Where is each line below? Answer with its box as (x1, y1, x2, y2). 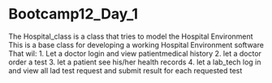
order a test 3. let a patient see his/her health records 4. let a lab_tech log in (8, 57, 261, 67)
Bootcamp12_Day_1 (8, 5, 139, 23)
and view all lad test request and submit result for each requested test (8, 65, 243, 75)
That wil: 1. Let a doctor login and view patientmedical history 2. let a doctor (8, 48, 262, 58)
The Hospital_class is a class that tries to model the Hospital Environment (8, 31, 253, 41)
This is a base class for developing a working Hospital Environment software (8, 39, 264, 49)
